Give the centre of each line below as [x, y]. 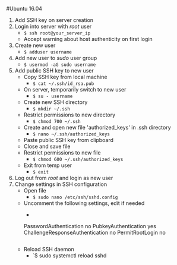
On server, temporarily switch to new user [75, 89]
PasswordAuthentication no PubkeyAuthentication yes [90, 226]
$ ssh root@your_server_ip [57, 33]
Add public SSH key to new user [54, 70]
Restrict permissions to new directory [69, 115]
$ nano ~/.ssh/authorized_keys [71, 134]
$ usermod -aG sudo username [60, 65]
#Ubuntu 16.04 [24, 9]
